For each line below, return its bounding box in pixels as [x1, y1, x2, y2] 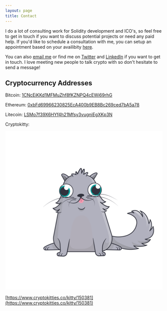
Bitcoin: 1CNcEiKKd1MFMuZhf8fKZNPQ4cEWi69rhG [5, 92, 112, 98]
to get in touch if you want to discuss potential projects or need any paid [5, 33, 154, 39]
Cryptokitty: [5, 121, 30, 128]
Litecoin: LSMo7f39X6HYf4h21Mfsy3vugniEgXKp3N [5, 112, 112, 118]
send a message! [5, 64, 40, 70]
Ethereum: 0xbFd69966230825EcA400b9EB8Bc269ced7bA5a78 [5, 102, 140, 108]
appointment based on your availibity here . [5, 44, 93, 50]
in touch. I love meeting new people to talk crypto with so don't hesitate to [5, 59, 158, 65]
